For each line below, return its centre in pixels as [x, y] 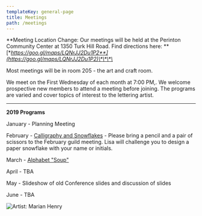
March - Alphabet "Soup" [38, 160]
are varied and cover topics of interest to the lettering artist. [80, 95]
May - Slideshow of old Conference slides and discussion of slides [89, 183]
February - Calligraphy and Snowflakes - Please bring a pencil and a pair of [99, 136]
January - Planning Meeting [41, 124]
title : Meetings [26, 17]
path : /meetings [26, 23]
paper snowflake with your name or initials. [60, 148]
